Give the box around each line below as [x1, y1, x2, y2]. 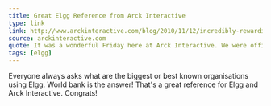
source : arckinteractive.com [8, 34, 106, 43]
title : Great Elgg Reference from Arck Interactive [8, 11, 186, 20]
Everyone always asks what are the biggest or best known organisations [8, 71, 248, 80]
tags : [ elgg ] [8, 49, 52, 57]
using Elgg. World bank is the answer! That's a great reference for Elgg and [8, 79, 259, 89]
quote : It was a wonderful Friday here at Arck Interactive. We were [8, 42, 248, 50]
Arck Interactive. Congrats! [8, 88, 98, 97]
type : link [8, 19, 45, 27]
